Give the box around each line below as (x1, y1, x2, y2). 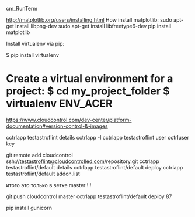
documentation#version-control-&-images (6, 123, 108, 130)
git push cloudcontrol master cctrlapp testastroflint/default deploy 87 (6, 193, 172, 200)
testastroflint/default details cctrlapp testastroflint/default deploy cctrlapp (6, 164, 183, 171)
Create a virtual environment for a (6, 72, 173, 86)
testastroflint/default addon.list (6, 170, 81, 177)
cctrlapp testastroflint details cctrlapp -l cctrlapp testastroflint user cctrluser (6, 134, 190, 141)
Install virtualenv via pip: (6, 40, 65, 47)
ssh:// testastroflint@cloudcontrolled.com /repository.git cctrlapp (6, 158, 159, 165)
